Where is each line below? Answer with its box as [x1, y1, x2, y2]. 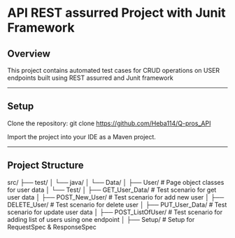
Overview [7, 48, 51, 59]
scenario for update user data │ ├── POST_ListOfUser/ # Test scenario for [7, 208, 222, 216]
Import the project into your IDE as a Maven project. [7, 132, 156, 141]
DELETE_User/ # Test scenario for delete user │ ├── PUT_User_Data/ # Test [7, 200, 227, 209]
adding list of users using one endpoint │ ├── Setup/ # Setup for [7, 215, 195, 223]
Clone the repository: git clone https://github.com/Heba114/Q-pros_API [7, 119, 211, 127]
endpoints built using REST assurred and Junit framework [7, 73, 173, 82]
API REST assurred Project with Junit [7, 5, 226, 21]
